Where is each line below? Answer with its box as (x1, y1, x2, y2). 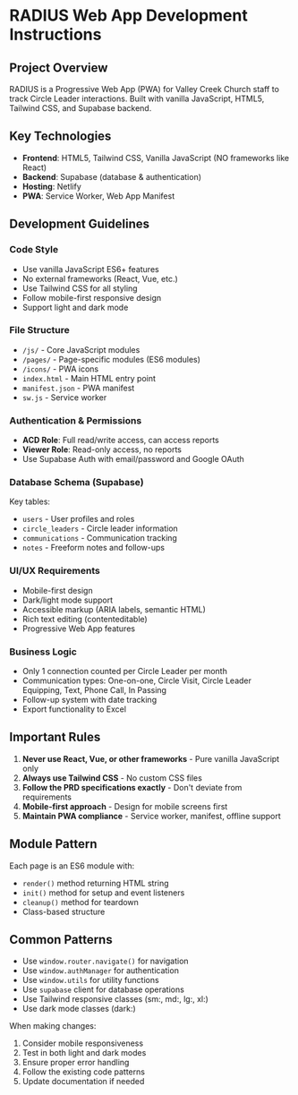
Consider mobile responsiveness (21, 1038, 144, 1048)
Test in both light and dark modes (21, 1048, 147, 1058)
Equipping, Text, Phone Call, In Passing (21, 684, 167, 695)
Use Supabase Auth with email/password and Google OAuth (21, 454, 244, 465)
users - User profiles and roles (21, 514, 135, 525)
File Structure (9, 324, 70, 337)
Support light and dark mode (21, 302, 129, 312)
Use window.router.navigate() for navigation (21, 955, 190, 967)
